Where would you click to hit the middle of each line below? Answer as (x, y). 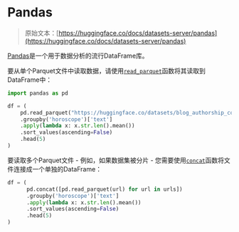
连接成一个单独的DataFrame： (57, 169)
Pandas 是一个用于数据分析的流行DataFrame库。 (78, 56)
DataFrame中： (30, 80)
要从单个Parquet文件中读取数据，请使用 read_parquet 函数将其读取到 (107, 70)
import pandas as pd (38, 93)
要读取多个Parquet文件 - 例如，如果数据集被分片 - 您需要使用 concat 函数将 (116, 160)
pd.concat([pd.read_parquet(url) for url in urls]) (104, 189)
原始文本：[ (42, 33)
